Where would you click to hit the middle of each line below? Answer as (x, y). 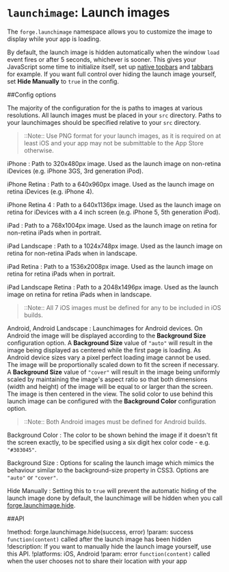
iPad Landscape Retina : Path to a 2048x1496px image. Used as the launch (113, 287)
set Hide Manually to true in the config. (63, 81)
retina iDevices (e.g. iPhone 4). (51, 191)
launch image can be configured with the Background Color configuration (112, 401)
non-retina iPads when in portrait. (54, 233)
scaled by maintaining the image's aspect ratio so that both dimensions (107, 379)
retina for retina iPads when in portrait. (61, 274)
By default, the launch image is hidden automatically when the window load (113, 52)
